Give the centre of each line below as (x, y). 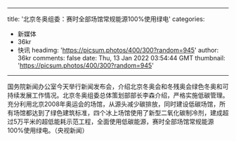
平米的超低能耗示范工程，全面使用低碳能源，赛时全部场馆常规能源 (119, 121)
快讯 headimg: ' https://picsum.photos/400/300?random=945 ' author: (118, 50)
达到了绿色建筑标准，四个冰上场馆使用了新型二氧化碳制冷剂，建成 (127, 113)
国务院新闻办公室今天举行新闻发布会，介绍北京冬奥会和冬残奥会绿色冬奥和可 (118, 86)
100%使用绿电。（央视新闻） (48, 130)
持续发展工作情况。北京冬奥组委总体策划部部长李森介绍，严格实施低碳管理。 (118, 95)
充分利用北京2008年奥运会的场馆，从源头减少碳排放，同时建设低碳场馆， (113, 104)
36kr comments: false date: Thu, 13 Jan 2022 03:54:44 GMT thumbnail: (122, 58)
